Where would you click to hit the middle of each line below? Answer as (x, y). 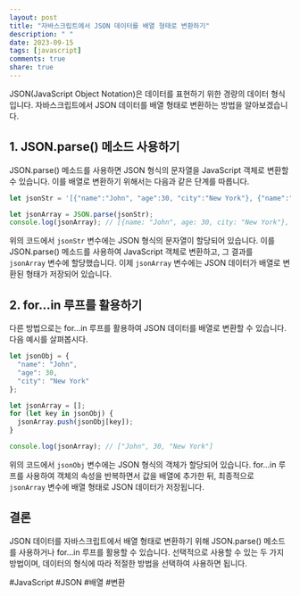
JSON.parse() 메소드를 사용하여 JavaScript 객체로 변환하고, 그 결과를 (131, 252)
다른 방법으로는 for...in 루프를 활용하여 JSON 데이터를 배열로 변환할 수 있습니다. (148, 328)
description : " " (42, 34)
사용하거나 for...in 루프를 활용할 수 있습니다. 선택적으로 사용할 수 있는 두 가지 (151, 552)
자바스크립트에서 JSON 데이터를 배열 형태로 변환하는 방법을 (139, 104)
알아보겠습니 (266, 104)
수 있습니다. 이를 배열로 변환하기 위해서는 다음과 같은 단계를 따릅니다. (129, 181)
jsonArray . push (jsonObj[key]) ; (75, 422)
